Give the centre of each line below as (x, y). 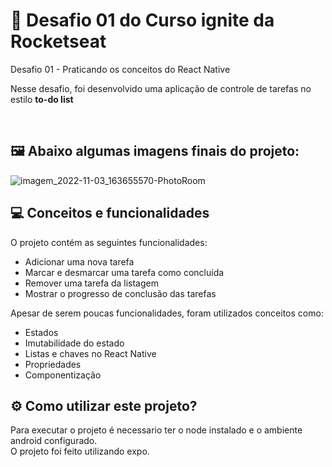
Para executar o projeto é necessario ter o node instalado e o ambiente (156, 430)
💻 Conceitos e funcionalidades (110, 213)
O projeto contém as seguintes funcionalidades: (109, 242)
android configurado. (54, 441)
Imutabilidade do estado (74, 343)
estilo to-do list (42, 99)
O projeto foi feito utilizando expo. (80, 451)
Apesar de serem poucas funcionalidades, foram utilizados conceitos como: (167, 313)
